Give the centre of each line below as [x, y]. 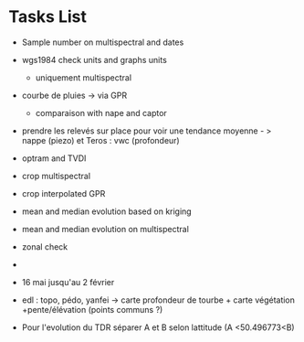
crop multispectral [56, 176]
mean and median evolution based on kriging [107, 211]
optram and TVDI [54, 158]
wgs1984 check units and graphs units [94, 59]
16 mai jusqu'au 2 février [68, 282]
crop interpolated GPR [63, 193]
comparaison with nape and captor [101, 112]
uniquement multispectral [84, 77]
